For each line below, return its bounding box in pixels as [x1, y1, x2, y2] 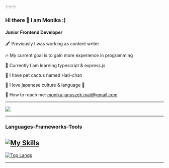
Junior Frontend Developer [5, 29, 63, 35]
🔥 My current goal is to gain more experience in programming [5, 52, 133, 59]
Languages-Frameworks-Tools [5, 123, 82, 130]
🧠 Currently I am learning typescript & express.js [5, 63, 106, 69]
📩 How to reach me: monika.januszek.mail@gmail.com [5, 92, 118, 98]
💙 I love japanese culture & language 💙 [5, 82, 85, 88]
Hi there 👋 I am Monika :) [5, 17, 66, 24]
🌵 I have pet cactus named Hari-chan [5, 72, 82, 78]
